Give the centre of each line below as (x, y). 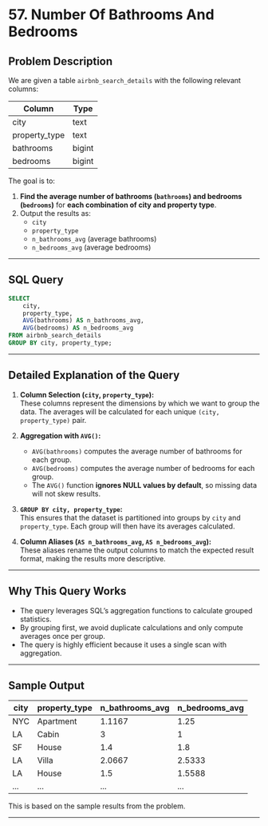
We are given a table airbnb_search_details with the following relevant (125, 80)
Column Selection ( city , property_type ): (87, 394)
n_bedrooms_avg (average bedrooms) (91, 247)
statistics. (35, 619)
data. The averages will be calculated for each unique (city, (120, 411)
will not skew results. (66, 493)
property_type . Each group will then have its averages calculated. (127, 526)
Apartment (57, 721)
